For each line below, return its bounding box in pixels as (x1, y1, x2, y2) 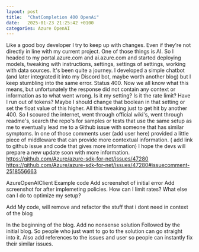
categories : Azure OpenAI (6, 25, 70, 31)
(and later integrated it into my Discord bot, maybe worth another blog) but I (6, 73, 191, 80)
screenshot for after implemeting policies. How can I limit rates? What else (6, 185, 188, 193)
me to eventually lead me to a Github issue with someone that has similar (6, 124, 184, 131)
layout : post (6, 8, 38, 15)
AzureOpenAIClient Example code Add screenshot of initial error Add (6, 179, 175, 187)
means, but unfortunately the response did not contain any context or (6, 86, 176, 93)
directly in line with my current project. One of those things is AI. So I (6, 48, 174, 55)
